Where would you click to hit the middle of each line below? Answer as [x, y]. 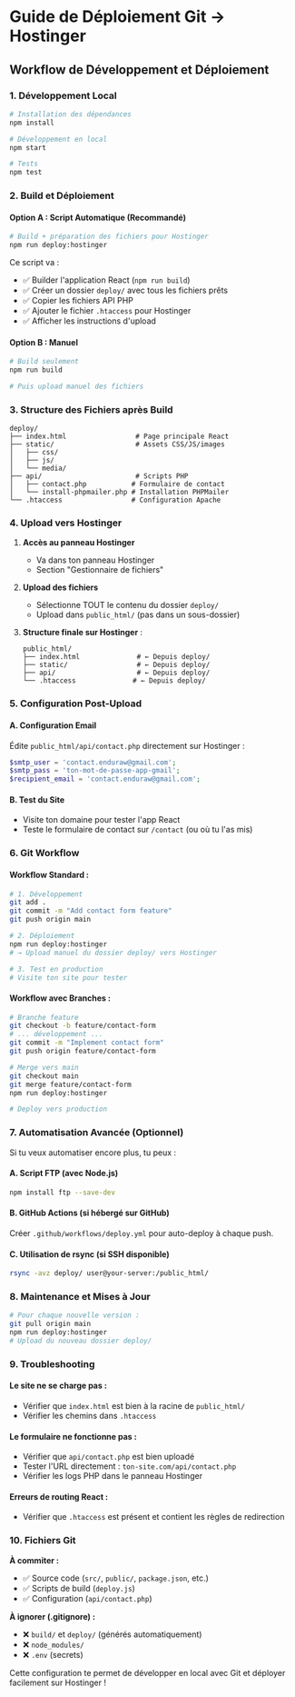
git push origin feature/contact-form [83, 1052]
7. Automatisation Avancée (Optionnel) [97, 1133]
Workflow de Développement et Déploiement [139, 70]
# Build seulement [44, 362]
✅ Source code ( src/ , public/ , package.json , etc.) [115, 1578]
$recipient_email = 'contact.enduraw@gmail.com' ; [105, 779]
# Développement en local [58, 139]
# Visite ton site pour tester [69, 978]
